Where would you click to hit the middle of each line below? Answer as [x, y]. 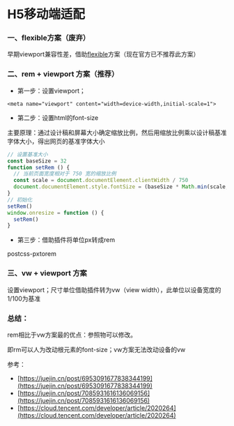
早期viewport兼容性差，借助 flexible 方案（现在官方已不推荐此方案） [103, 54]
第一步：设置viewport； [51, 91]
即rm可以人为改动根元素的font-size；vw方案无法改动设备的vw [96, 349]
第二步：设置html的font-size [58, 117]
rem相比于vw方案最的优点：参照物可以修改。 [72, 335]
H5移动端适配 [46, 14]
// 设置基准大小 [28, 154]
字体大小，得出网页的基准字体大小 [56, 141]
